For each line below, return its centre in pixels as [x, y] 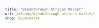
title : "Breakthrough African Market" [44, 9]
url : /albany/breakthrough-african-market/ [50, 14]
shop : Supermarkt [23, 18]
